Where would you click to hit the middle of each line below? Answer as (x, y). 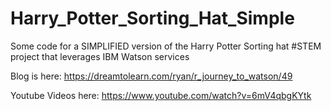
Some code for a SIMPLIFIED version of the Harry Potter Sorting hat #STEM (166, 46)
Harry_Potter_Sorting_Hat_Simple (152, 18)
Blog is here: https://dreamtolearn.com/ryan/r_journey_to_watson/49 (151, 76)
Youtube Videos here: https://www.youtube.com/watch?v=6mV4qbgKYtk (161, 95)
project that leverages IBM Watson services (100, 56)
